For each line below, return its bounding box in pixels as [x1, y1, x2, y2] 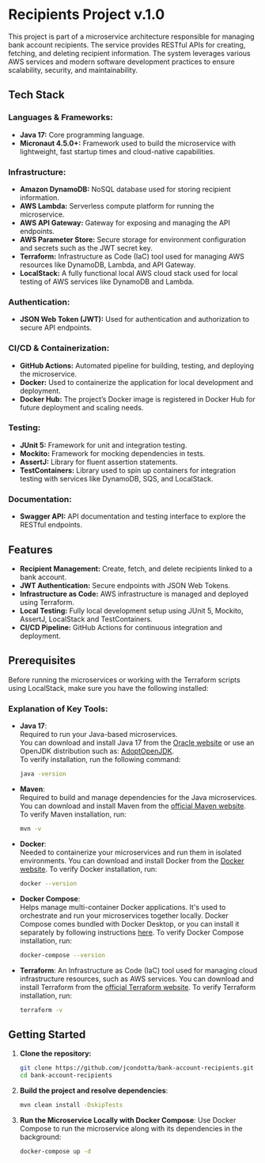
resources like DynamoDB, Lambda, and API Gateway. [19, 259, 196, 270]
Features [8, 543, 53, 557]
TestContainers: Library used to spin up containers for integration [19, 465, 236, 475]
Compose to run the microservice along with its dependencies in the [19, 1123, 243, 1133]
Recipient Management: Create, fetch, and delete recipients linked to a [19, 564, 253, 573]
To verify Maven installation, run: [19, 809, 127, 819]
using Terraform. [19, 597, 75, 606]
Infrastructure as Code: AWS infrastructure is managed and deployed [19, 589, 249, 598]
